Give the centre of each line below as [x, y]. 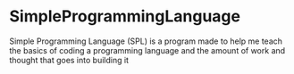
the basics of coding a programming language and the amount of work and [147, 50]
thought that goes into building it [69, 60]
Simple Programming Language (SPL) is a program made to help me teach [146, 41]
